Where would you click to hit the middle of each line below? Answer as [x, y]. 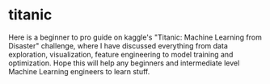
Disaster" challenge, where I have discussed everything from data [118, 45]
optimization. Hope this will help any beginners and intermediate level [124, 63]
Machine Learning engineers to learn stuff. [79, 71]
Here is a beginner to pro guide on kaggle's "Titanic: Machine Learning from [135, 37]
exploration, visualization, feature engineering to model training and [121, 54]
